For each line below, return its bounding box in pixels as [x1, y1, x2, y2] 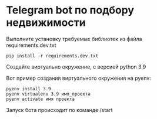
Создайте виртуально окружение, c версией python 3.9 [6, 63, 146, 70]
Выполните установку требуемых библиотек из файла [6, 35, 142, 42]
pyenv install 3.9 [6, 86, 51, 91]
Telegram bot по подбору [6, 4, 134, 17]
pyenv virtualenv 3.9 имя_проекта [6, 91, 91, 97]
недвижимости [6, 16, 86, 29]
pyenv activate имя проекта [6, 96, 75, 102]
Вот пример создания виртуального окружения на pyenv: [6, 74, 151, 81]
